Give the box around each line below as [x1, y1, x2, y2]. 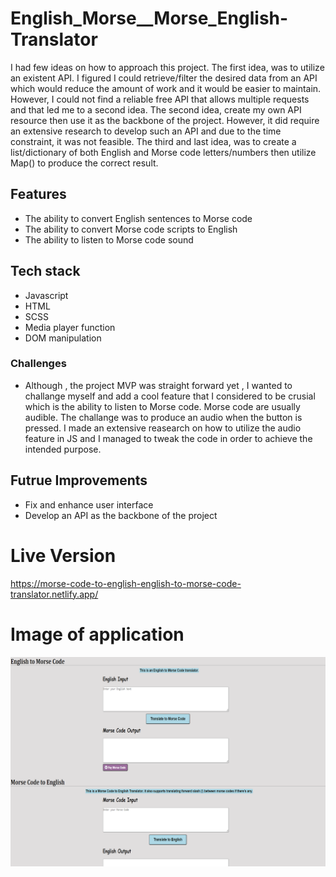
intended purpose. [24, 443, 102, 455]
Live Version [10, 544, 117, 567]
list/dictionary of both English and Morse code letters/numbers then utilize [10, 146, 317, 158]
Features [10, 186, 67, 203]
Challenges [10, 357, 67, 371]
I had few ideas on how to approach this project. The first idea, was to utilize [10, 61, 325, 73]
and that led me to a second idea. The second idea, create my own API [10, 103, 302, 116]
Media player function [24, 321, 116, 333]
